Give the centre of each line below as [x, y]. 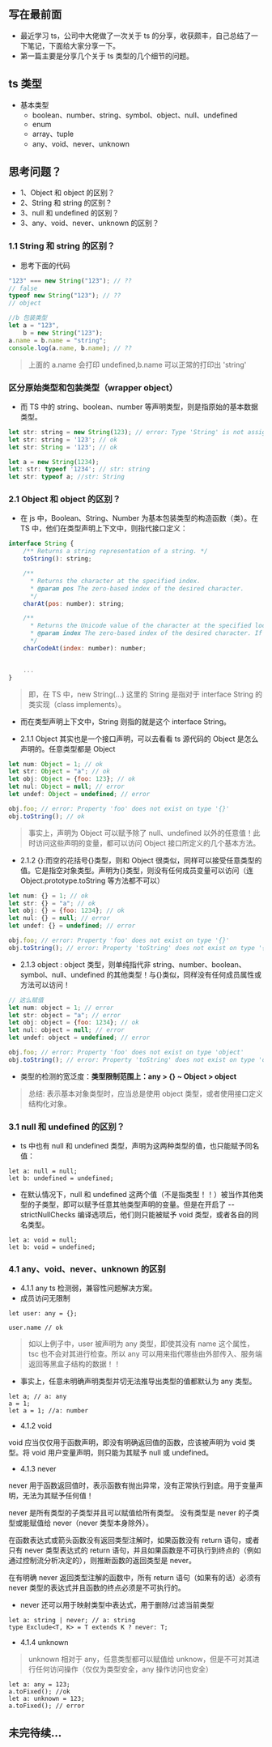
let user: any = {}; [43, 1314]
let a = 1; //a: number [49, 1411]
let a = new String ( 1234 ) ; [54, 462]
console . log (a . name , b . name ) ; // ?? [70, 348]
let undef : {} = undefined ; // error [72, 926]
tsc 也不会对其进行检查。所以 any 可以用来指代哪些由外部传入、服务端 [145, 1354]
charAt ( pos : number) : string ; [74, 603]
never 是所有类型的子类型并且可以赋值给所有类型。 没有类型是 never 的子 [131, 1513]
